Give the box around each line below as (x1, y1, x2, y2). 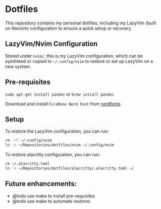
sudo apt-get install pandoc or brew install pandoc (5, 91, 114, 97)
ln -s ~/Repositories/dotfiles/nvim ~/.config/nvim (5, 143, 114, 148)
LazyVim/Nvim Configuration (5, 40, 98, 48)
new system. (5, 63, 31, 69)
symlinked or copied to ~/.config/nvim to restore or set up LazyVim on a (5, 58, 154, 64)
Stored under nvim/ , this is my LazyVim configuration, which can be (5, 53, 143, 59)
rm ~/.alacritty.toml (5, 161, 50, 166)
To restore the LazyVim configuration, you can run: (5, 128, 109, 134)
